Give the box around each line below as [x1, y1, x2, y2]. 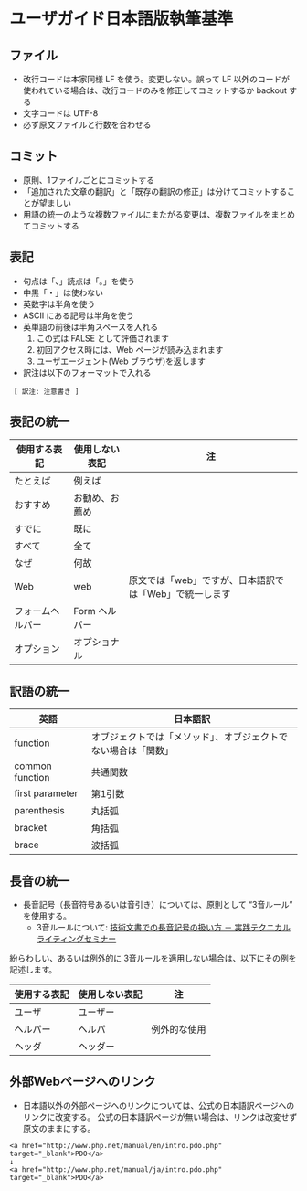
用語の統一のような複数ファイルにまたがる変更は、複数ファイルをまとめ [22, 208, 295, 219]
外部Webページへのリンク [9, 1074, 157, 1090]
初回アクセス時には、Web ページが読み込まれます [36, 344, 224, 355]
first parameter [14, 787, 79, 800]
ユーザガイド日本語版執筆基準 [9, 8, 234, 29]
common [14, 760, 52, 772]
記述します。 [9, 964, 58, 975]
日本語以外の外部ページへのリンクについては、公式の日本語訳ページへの [22, 1100, 295, 1111]
